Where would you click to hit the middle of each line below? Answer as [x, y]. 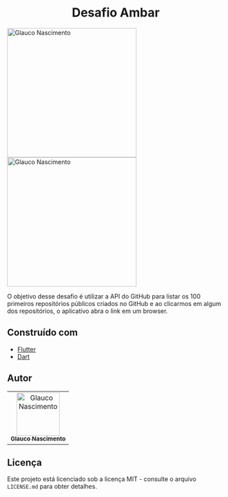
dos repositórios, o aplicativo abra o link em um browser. [87, 311]
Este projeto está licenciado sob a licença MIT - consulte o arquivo [102, 479]
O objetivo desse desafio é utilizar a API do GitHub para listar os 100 [104, 296]
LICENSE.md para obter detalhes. [52, 487]
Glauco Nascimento [38, 439]
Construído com [42, 333]
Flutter [27, 349]
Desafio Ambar [116, 13]
